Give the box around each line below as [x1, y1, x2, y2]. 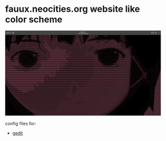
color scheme [5, 14, 63, 25]
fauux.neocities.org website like [5, 3, 140, 15]
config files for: [5, 121, 36, 127]
